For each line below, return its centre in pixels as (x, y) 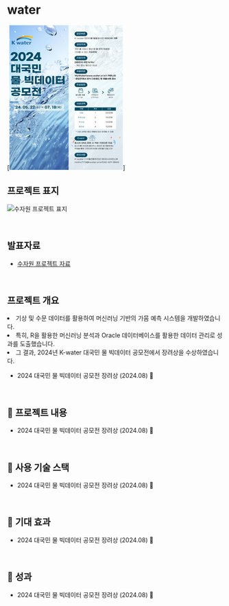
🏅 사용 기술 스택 (38, 467)
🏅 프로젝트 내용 (37, 412)
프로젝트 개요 (33, 300)
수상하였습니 (202, 352)
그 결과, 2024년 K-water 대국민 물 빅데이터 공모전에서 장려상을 (100, 352)
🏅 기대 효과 (29, 522)
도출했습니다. (37, 344)
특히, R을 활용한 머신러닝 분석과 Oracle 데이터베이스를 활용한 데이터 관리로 (116, 335)
